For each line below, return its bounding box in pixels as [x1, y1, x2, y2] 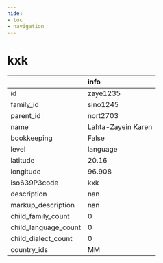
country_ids [10, 245, 48, 255]
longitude [10, 167, 41, 176]
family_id [10, 100, 39, 110]
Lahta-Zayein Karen [87, 122, 153, 132]
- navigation [7, 23, 45, 30]
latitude [10, 156, 35, 165]
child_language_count [10, 222, 81, 232]
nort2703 [87, 111, 118, 121]
